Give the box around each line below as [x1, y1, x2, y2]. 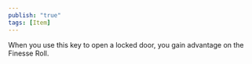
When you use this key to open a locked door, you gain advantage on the [8, 40, 245, 49]
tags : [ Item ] [8, 19, 51, 27]
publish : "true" [8, 11, 61, 20]
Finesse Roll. [8, 48, 49, 58]
